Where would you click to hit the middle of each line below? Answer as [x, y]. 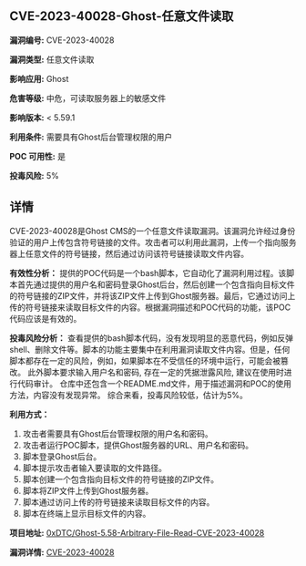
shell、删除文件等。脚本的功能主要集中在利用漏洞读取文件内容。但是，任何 [150, 349]
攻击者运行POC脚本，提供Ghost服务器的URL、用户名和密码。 [138, 445]
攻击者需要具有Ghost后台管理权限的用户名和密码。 [117, 433]
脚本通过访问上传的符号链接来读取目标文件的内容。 [118, 502]
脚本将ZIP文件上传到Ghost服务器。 [88, 490]
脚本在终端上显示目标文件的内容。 [87, 513]
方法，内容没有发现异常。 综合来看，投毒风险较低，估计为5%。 [128, 395]
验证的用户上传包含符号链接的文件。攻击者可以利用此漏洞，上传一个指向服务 [153, 242]
